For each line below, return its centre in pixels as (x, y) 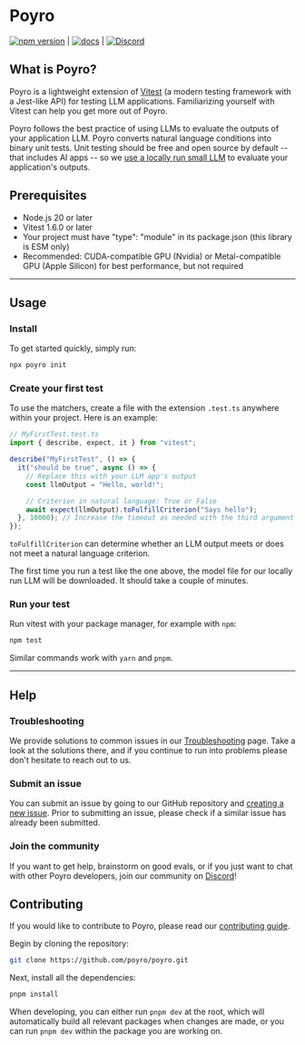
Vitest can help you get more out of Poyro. (89, 111)
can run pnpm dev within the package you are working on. (116, 1031)
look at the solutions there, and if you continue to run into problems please (148, 751)
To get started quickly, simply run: (73, 348)
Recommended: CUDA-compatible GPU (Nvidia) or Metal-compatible (152, 256)
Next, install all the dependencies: (73, 978)
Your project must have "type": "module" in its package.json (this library (157, 236)
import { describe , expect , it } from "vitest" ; (103, 443)
